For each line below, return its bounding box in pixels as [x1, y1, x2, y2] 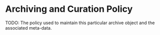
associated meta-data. [5, 25, 52, 31]
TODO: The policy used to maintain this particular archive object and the [5, 20, 155, 26]
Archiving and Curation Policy [5, 3, 133, 15]
